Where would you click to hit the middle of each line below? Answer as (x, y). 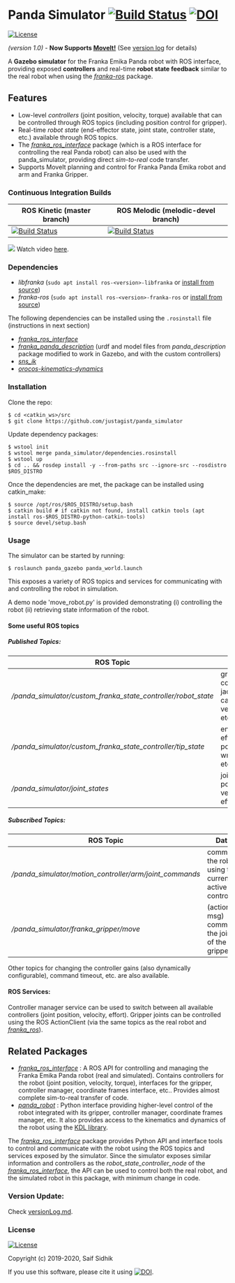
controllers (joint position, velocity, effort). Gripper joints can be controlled (115, 1014)
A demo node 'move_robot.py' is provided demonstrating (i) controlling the (115, 602)
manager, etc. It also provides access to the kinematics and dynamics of (122, 1120)
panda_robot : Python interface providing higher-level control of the (115, 1105)
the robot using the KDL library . (63, 1127)
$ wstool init (29, 447)
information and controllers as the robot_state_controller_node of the (107, 1164)
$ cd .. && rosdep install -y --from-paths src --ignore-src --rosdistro (117, 465)
